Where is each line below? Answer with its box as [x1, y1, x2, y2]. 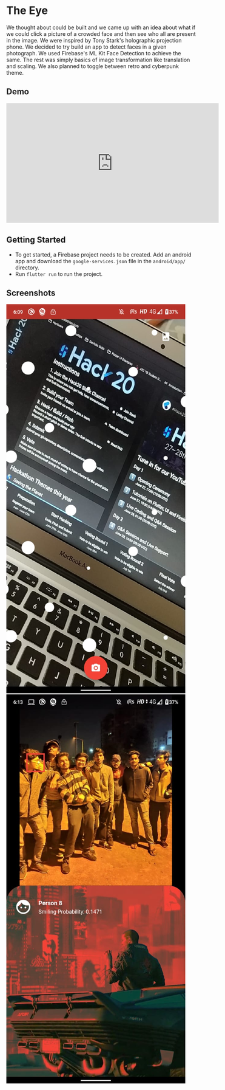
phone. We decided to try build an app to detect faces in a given [6, 43, 167, 50]
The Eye [6, 4, 49, 18]
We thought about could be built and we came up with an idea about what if [6, 24, 196, 31]
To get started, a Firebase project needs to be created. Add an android [15, 250, 192, 258]
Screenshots [6, 288, 56, 298]
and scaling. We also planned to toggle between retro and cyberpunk [6, 62, 179, 70]
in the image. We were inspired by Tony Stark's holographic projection [6, 36, 182, 44]
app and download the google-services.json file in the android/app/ [15, 257, 186, 264]
